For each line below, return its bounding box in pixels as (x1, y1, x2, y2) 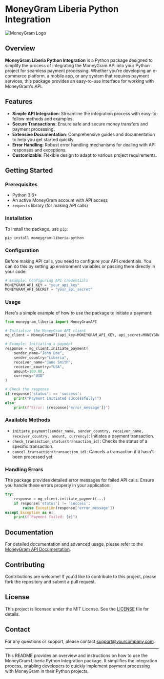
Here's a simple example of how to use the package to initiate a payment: (5, 310, 153, 315)
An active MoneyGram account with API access (12, 197, 108, 203)
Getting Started (5, 166, 53, 174)
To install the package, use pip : (5, 226, 68, 232)
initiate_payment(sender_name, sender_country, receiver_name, (12, 429, 144, 434)
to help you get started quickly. (12, 136, 75, 143)
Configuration (5, 247, 39, 254)
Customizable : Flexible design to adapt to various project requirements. (12, 152, 157, 158)
